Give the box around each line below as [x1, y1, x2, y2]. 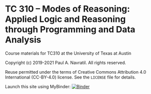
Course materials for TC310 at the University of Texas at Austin [5, 50, 132, 56]
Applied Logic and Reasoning [5, 14, 126, 25]
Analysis [5, 34, 41, 46]
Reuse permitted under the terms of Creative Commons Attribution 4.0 [5, 69, 147, 75]
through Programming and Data [5, 24, 135, 35]
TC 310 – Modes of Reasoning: [5, 3, 130, 15]
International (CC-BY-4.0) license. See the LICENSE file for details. [5, 74, 136, 80]
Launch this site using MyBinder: [5, 83, 71, 89]
